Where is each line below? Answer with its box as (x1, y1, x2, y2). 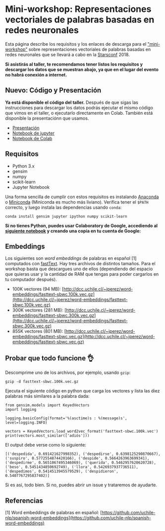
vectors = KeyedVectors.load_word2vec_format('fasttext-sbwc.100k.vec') (5, 429, 159, 434)
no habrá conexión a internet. (5, 72, 67, 77)
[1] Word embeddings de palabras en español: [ (5, 510, 102, 515)
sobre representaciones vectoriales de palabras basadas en (28, 46, 151, 52)
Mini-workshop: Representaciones (5, 3, 152, 15)
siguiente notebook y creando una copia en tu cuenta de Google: (5, 228, 141, 234)
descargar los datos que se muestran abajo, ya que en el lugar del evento (5, 66, 159, 73)
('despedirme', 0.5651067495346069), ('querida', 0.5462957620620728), (5, 460, 156, 465)
